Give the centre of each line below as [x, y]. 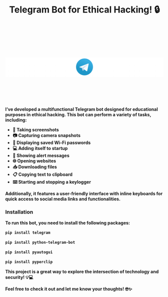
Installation [19, 212]
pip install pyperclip [29, 262]
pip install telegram [28, 233]
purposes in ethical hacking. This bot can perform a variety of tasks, [78, 114]
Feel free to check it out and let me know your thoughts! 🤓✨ [69, 289]
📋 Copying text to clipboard [43, 174]
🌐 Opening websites [34, 161]
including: [16, 120]
